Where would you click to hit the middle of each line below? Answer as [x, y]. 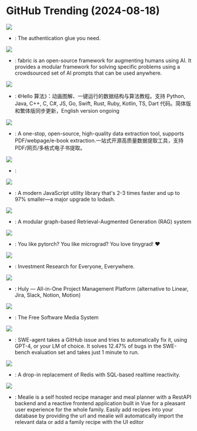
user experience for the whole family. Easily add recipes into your [94, 409]
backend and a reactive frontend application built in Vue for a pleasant [100, 403]
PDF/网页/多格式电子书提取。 [50, 147]
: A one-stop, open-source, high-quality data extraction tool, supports [99, 133]
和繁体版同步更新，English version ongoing [67, 110]
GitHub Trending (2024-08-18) [83, 11]
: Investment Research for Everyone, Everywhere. [75, 266]
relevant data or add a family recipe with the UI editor [79, 422]
